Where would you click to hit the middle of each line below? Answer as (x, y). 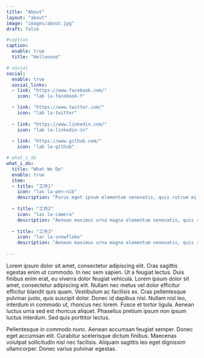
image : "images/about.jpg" (40, 23)
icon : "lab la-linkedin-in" (53, 130)
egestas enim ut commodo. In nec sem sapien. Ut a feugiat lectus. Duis (95, 272)
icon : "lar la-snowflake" (50, 237)
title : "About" (25, 12)
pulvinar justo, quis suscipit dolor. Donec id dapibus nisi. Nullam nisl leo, (97, 298)
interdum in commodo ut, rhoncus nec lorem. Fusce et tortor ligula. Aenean (100, 304)
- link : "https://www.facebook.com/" (59, 91)
